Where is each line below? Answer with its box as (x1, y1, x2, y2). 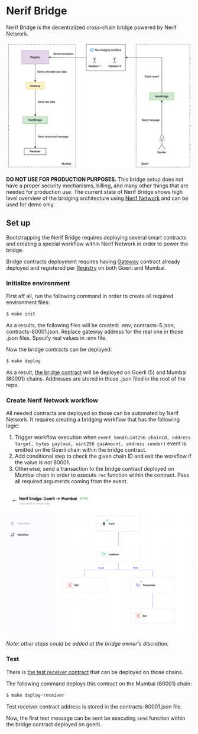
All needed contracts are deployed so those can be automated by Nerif (6, 410, 179, 417)
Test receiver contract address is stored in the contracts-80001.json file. (6, 703, 182, 710)
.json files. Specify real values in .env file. (6, 334, 108, 342)
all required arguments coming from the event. (14, 478, 128, 485)
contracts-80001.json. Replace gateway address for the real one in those (6, 328, 184, 335)
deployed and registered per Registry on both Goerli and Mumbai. (6, 264, 167, 271)
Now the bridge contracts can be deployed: (6, 346, 112, 353)
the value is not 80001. (14, 459, 70, 466)
